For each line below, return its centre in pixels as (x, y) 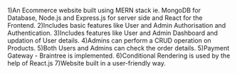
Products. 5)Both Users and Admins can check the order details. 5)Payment (118, 48)
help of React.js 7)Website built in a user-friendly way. (86, 63)
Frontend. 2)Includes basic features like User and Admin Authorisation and (117, 25)
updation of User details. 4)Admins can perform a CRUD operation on (109, 41)
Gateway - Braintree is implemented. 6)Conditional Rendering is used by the (119, 55)
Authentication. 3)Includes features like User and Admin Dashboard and (113, 33)
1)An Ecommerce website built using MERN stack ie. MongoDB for (104, 10)
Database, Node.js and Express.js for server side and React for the (105, 18)
